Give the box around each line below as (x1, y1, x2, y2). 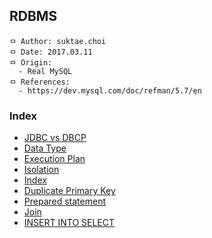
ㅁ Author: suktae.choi (9, 36, 107, 46)
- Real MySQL (18, 66, 73, 76)
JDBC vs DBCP (23, 132, 87, 144)
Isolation (23, 164, 60, 176)
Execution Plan (23, 153, 86, 165)
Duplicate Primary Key (23, 185, 116, 197)
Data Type (23, 142, 67, 154)
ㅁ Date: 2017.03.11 (9, 47, 93, 57)
